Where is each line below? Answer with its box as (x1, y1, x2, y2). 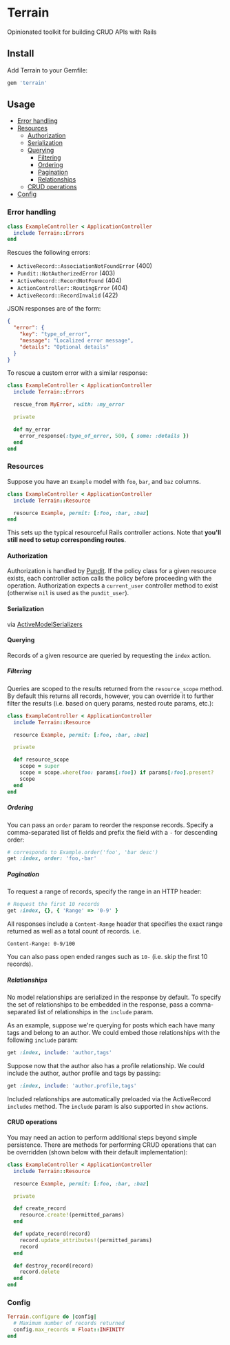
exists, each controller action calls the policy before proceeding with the (7, 574, 212, 583)
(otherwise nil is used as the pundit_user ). (7, 589, 129, 597)
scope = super (19, 763, 60, 770)
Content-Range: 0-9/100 (7, 940, 76, 947)
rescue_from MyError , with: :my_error (13, 401, 125, 408)
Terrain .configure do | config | (7, 1313, 97, 1320)
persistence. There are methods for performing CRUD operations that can (7, 1141, 217, 1149)
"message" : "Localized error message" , (19, 337, 134, 344)
